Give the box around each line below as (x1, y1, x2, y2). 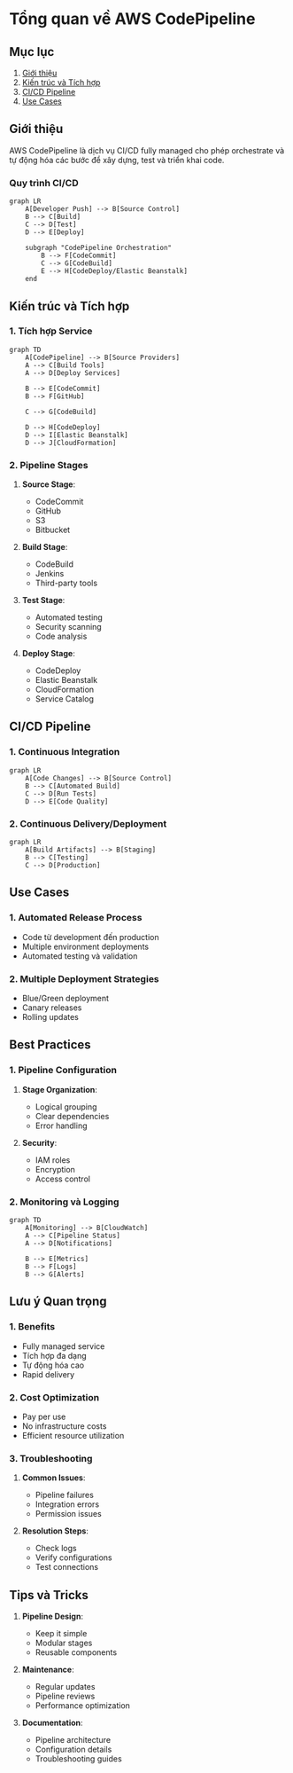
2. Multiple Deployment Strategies (9, 972, 159, 985)
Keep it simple (35, 1628, 88, 1639)
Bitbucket (35, 524, 71, 536)
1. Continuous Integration (9, 746, 120, 758)
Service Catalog (35, 694, 95, 704)
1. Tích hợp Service (9, 325, 93, 337)
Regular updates (35, 1682, 96, 1692)
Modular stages (35, 1637, 93, 1649)
